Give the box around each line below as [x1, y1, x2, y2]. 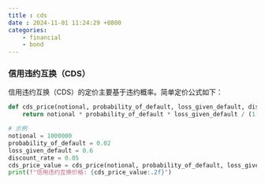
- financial [22, 33, 62, 42]
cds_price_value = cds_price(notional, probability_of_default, [8, 161, 224, 169]
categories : [8, 26, 47, 34]
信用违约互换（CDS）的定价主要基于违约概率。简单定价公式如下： [8, 87, 223, 97]
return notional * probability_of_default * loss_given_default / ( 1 [22, 111, 256, 119]
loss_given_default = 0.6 [8, 146, 93, 154]
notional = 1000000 [8, 132, 73, 140]
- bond [22, 41, 44, 49]
